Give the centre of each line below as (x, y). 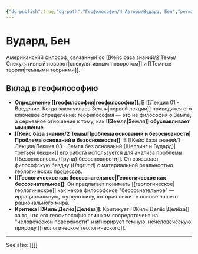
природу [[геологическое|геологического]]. (70, 228)
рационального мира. (42, 203)
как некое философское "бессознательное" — (116, 190)
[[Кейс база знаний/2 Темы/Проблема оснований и (81, 134)
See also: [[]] (22, 245)
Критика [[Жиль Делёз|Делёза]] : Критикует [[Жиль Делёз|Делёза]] (102, 209)
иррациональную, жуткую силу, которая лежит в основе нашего (96, 197)
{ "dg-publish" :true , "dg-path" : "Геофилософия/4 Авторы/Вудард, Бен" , (92, 12)
